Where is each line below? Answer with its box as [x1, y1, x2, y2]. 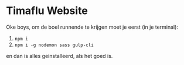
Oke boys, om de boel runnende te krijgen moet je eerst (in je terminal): [6, 23, 179, 30]
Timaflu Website [6, 4, 88, 18]
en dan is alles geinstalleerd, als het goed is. [6, 52, 113, 59]
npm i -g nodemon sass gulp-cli [14, 42, 94, 48]
